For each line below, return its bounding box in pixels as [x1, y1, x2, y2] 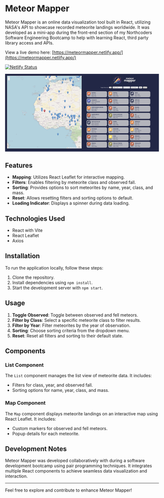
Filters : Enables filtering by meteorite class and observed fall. [12, 180, 136, 185]
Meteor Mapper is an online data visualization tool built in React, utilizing [5, 19, 151, 25]
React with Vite [12, 227, 43, 233]
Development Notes [5, 445, 67, 453]
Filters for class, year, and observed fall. [12, 382, 93, 388]
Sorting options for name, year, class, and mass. [12, 387, 109, 393]
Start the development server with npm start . [12, 285, 103, 291]
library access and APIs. [5, 40, 54, 45]
